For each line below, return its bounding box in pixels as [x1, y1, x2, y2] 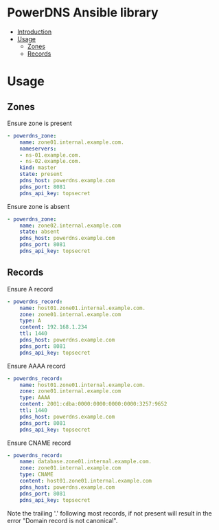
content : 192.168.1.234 [19, 324, 88, 331]
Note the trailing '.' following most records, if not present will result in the [7, 509, 213, 517]
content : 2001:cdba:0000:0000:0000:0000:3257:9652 [19, 401, 168, 408]
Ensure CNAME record [7, 439, 71, 447]
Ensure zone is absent [7, 202, 70, 210]
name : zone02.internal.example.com [19, 222, 122, 229]
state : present [19, 170, 63, 178]
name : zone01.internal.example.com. [19, 139, 125, 146]
